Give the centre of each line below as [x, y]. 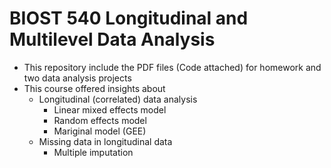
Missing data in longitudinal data [105, 141]
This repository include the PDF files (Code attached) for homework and [172, 67]
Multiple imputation [93, 152]
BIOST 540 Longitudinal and [129, 18]
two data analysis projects [77, 78]
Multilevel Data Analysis [112, 39]
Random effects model [100, 120]
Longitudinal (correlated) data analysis [118, 99]
